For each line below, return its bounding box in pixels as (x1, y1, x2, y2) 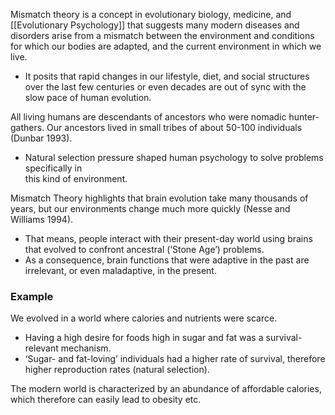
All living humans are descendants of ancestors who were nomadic (10, 111, 287, 123)
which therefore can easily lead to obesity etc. (10, 394, 202, 406)
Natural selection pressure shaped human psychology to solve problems (24, 152, 324, 163)
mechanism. (60, 342, 112, 354)
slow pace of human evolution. (24, 92, 152, 103)
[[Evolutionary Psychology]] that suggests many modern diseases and (10, 19, 300, 31)
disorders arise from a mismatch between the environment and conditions (10, 30, 315, 41)
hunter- (288, 111, 320, 123)
